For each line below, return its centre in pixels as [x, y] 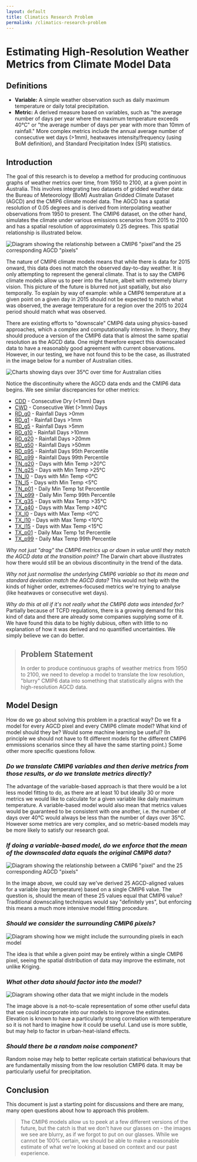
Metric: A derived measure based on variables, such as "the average [98, 112]
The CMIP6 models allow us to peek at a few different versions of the [104, 1122]
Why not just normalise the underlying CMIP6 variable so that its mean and [97, 574]
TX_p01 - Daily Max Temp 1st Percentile [62, 533]
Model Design [32, 705]
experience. [35, 1153]
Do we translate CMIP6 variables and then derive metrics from [97, 766]
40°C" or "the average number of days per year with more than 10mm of [102, 125]
